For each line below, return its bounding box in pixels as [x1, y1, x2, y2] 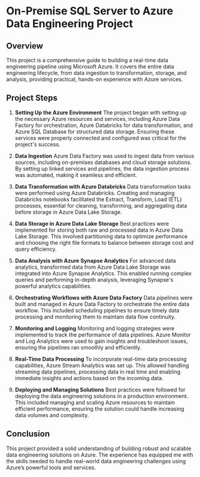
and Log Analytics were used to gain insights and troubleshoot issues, [14, 337, 188, 345]
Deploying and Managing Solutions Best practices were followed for [14, 386, 186, 393]
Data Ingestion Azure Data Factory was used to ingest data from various [14, 152, 195, 159]
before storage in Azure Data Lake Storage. [14, 208, 122, 215]
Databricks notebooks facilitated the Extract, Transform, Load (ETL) [14, 196, 182, 203]
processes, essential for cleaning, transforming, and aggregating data [14, 202, 187, 209]
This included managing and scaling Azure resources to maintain [14, 399, 175, 406]
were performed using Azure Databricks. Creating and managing [14, 189, 175, 196]
